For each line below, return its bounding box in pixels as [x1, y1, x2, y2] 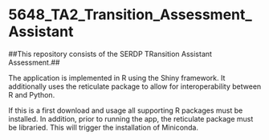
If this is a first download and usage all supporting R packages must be [8, 106, 243, 115]
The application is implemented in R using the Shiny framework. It [8, 73, 226, 82]
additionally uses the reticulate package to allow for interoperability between [8, 82, 262, 91]
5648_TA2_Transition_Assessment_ [8, 6, 253, 24]
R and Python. [8, 90, 55, 99]
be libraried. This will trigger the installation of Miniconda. [8, 122, 199, 132]
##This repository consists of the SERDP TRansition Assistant [8, 49, 213, 58]
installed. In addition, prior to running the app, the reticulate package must [8, 114, 254, 123]
